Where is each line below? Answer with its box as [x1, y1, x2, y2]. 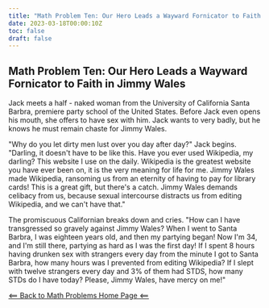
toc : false [8, 27, 45, 35]
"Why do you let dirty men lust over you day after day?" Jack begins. [8, 139, 237, 149]
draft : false [8, 34, 52, 43]
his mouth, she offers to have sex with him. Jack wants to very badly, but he [8, 115, 261, 125]
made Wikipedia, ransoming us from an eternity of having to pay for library [8, 174, 256, 184]
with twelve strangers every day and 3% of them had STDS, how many [8, 267, 243, 277]
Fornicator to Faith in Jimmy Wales [8, 77, 186, 90]
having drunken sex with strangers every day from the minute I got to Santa [8, 249, 259, 259]
